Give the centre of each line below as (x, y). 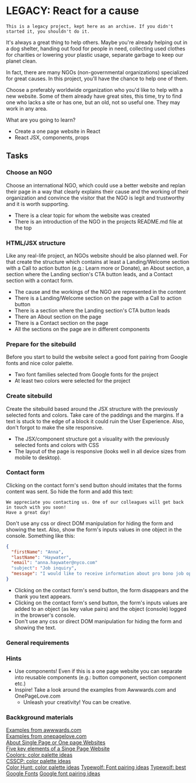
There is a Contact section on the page (61, 322)
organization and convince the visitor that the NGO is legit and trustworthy (95, 198)
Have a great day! (28, 512)
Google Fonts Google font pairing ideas (53, 774)
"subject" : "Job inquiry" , (44, 568)
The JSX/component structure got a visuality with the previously (92, 439)
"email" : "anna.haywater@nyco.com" (55, 563)
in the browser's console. (45, 615)
